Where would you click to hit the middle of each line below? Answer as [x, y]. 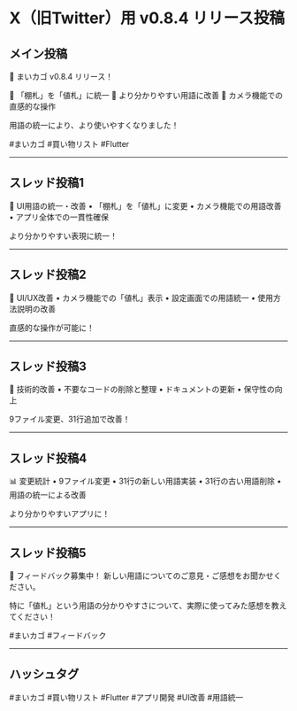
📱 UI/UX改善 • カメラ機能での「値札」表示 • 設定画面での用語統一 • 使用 [141, 298]
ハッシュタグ [44, 674]
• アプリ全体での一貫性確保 [59, 217]
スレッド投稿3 [48, 367]
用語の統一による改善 [48, 495]
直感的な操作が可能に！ [52, 328]
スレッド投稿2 [48, 275]
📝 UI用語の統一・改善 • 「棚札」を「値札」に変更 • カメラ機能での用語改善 [145, 205]
